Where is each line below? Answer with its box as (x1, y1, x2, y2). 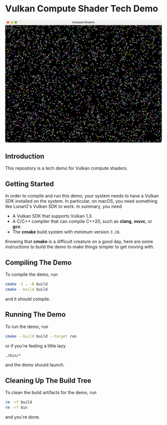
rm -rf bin (5, 405, 28, 410)
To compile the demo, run (5, 271, 58, 277)
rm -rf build (5, 400, 32, 405)
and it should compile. (5, 296, 51, 302)
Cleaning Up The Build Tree (5, 376, 91, 385)
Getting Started (5, 179, 54, 188)
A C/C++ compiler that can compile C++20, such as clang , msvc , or (12, 218, 153, 224)
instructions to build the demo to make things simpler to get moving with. (5, 244, 155, 250)
